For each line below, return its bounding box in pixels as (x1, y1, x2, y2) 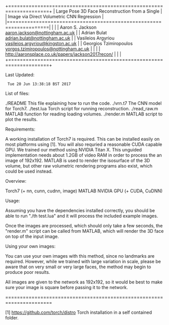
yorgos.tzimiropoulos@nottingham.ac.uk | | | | (5, 46, 100, 52)
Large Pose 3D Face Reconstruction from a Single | (55, 8, 162, 14)
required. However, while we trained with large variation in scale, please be (5, 259, 161, 264)
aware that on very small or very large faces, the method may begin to (5, 264, 151, 270)
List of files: (5, 91, 30, 96)
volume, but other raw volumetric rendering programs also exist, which (5, 163, 153, 169)
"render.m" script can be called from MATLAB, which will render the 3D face (5, 228, 164, 234)
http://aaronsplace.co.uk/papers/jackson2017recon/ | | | (5, 51, 122, 57)
